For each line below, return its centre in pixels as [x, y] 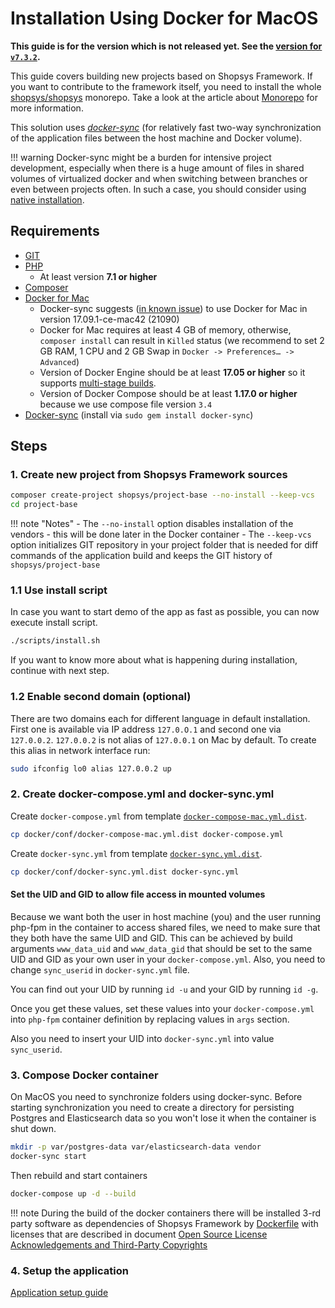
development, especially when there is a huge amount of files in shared [157, 168]
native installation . [47, 199]
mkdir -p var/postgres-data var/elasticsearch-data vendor [136, 1147]
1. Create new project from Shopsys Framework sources [149, 475]
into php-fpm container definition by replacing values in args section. [150, 1019]
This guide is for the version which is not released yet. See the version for [166, 46]
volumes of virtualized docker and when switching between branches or [159, 178]
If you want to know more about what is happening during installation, [154, 660]
